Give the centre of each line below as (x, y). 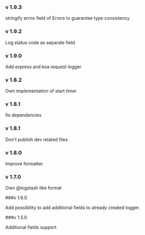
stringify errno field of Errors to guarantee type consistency (68, 18)
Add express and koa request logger (43, 67)
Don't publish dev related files (37, 139)
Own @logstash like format (33, 188)
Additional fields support (31, 227)
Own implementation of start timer (41, 91)
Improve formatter (24, 164)
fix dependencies (23, 115)
